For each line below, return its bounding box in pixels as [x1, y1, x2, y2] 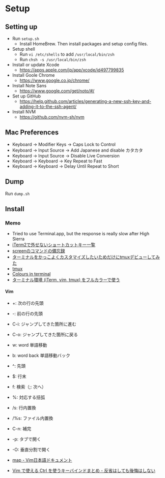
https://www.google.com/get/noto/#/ [19, 88, 95, 94]
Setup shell [12, 46, 35, 52]
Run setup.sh [12, 35, 39, 41]
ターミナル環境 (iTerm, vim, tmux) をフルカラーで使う [12, 277, 120, 283]
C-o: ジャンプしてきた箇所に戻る [12, 331, 78, 337]
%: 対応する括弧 [12, 394, 45, 400]
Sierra [12, 236, 25, 242]
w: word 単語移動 [12, 342, 48, 348]
